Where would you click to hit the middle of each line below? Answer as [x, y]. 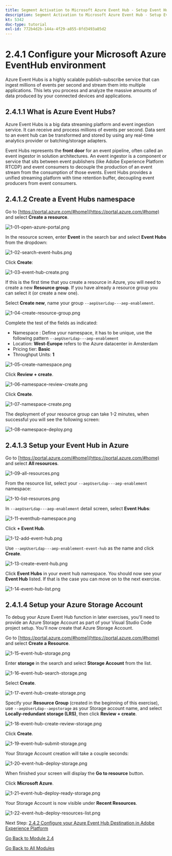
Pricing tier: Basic [31, 349]
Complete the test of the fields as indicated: [51, 323]
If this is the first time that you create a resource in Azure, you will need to [83, 282]
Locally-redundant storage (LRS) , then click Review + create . [71, 714]
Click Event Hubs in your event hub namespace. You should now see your [84, 573]
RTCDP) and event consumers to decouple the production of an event [79, 166]
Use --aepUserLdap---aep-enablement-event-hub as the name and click [80, 548]
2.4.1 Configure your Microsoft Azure [86, 55]
